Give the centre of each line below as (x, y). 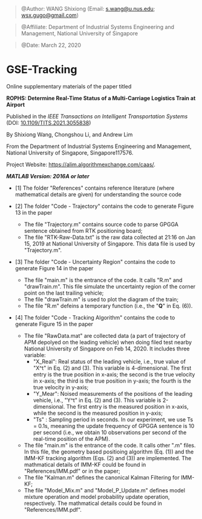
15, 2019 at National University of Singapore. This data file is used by (109, 243)
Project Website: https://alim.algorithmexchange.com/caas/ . (81, 164)
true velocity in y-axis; (61, 387)
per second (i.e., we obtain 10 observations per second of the (110, 432)
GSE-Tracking (42, 70)
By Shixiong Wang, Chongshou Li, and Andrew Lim (70, 134)
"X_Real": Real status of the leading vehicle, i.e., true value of (109, 361)
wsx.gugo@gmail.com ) (50, 15)
